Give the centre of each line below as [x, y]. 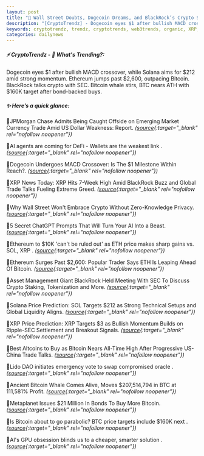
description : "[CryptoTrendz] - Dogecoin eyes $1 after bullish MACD [96, 23]
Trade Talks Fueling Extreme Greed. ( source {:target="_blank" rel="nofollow [101, 189]
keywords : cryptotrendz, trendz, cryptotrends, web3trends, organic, [96, 29]
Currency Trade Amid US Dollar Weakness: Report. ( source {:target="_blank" [102, 128]
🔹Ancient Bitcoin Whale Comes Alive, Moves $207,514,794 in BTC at [91, 385]
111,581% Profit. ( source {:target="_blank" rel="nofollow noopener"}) [91, 391]
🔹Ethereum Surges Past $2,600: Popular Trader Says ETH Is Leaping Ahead [101, 262]
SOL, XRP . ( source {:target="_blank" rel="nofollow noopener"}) [86, 251]
